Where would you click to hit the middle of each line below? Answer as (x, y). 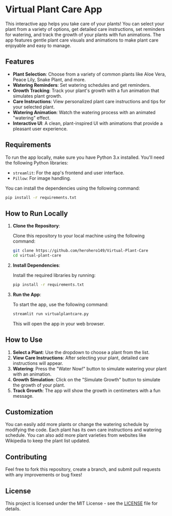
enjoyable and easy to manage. (38, 45)
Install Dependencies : (36, 265)
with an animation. (32, 374)
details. (13, 509)
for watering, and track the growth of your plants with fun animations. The (83, 34)
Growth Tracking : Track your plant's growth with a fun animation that (86, 90)
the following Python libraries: (37, 162)
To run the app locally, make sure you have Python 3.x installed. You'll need (85, 157)
